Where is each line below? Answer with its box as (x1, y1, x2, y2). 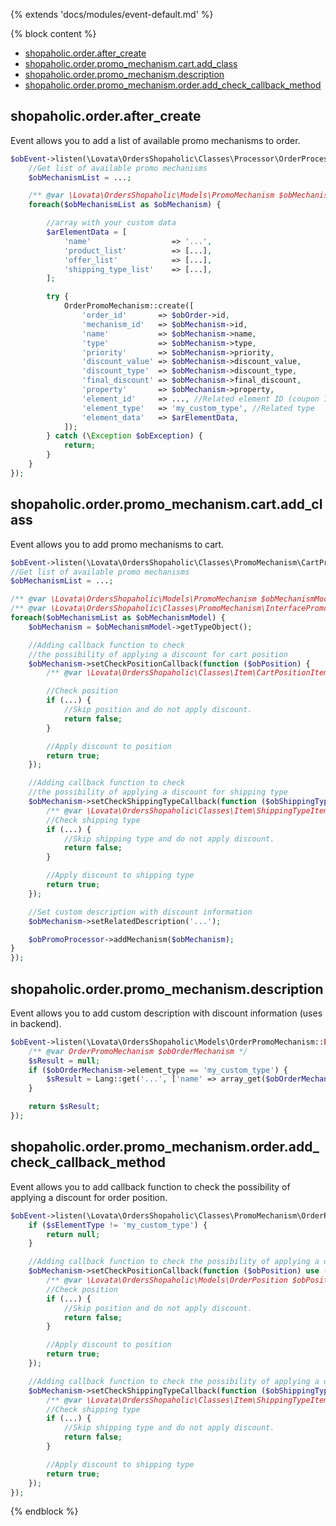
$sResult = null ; (28, 1055, 101, 1066)
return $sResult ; (28, 1102, 101, 1112)
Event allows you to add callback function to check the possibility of (10, 1180, 291, 1193)
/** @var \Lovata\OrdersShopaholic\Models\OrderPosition (46, 1275, 288, 1285)
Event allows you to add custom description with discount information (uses (10, 1007, 323, 1019)
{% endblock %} (10, 1505, 79, 1518)
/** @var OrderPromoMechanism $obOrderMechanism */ (28, 1046, 248, 1056)
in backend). (10, 1017, 62, 1029)
